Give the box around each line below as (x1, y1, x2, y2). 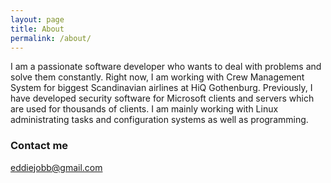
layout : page (10, 14, 65, 25)
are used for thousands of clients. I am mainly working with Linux (10, 103, 279, 115)
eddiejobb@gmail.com (10, 161, 103, 173)
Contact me (10, 139, 69, 153)
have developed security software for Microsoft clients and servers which (10, 92, 315, 105)
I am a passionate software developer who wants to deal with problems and (10, 61, 322, 73)
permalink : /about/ (10, 33, 92, 43)
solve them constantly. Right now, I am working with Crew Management (10, 71, 305, 83)
